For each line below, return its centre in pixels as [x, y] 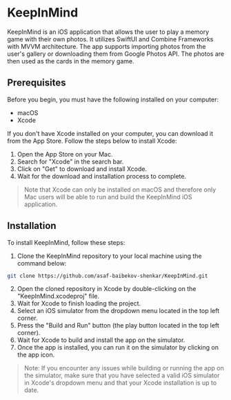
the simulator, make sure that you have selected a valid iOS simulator [122, 376]
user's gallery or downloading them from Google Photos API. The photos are [116, 54]
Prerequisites [37, 83]
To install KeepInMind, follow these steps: [66, 242]
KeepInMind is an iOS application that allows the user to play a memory [108, 32]
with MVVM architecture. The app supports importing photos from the [107, 46]
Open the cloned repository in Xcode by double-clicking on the [107, 289]
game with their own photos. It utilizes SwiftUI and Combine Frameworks [110, 39]
